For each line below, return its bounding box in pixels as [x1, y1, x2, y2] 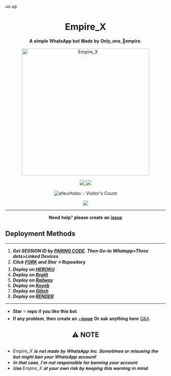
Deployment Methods [5, 229, 75, 238]
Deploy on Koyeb [12, 282, 50, 288]
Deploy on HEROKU [12, 266, 55, 272]
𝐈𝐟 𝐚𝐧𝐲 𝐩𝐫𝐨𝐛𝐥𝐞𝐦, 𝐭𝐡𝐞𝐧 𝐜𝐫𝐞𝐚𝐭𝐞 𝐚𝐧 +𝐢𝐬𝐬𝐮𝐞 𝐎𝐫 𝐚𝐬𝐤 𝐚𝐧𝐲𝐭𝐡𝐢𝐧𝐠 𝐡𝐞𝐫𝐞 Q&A [12, 315, 150, 322]
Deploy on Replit [12, 271, 48, 278]
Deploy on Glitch [12, 287, 49, 294]
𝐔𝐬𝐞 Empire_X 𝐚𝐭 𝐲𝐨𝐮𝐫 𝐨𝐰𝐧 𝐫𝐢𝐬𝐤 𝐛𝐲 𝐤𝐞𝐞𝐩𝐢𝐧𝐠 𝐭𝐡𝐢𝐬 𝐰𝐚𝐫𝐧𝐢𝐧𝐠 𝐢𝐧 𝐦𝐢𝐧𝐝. [12, 365, 149, 371]
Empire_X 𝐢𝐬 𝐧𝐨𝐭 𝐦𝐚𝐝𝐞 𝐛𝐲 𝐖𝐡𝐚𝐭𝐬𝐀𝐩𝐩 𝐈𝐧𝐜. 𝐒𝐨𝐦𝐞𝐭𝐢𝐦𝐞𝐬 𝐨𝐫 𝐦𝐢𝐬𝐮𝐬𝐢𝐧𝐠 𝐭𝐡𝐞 [12, 348, 158, 354]
